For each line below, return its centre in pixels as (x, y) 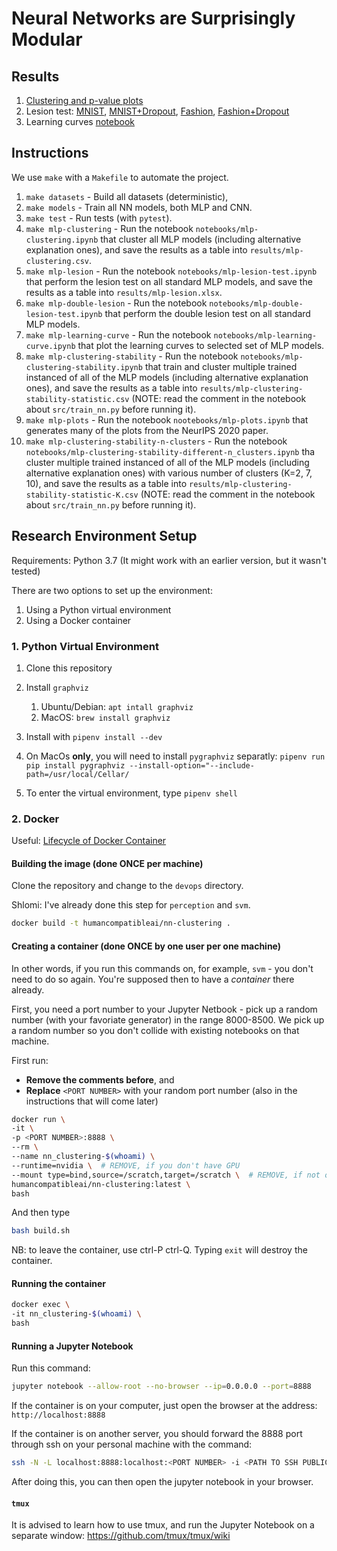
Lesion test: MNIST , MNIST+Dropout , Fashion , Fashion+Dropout (157, 111)
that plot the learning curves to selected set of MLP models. (201, 345)
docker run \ (38, 1119)
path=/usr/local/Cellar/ (77, 774)
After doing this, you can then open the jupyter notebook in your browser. (162, 1482)
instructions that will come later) (92, 1101)
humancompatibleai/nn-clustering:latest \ (101, 1184)
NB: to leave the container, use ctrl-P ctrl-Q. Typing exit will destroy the (159, 1250)
